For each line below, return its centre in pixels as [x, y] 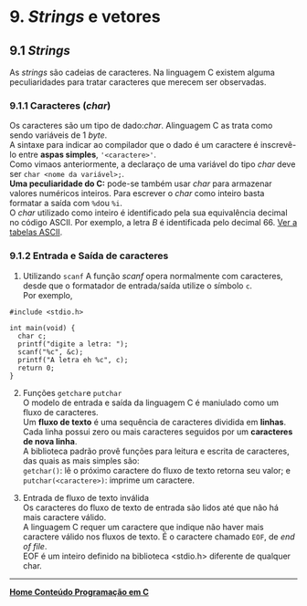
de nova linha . [50, 441]
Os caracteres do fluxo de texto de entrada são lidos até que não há [150, 507]
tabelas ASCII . [36, 232]
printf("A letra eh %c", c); [73, 360]
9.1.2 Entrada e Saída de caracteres [89, 256]
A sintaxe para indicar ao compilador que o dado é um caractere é [134, 145]
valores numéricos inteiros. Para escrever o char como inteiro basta [137, 193]
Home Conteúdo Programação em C [79, 591]
